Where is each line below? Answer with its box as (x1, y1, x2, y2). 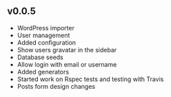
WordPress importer (17, 23, 74, 32)
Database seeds (17, 53, 64, 61)
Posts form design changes (17, 82, 95, 90)
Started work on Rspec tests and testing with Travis (17, 75, 164, 83)
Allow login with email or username (17, 60, 117, 68)
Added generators (17, 67, 70, 76)
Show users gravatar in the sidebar (17, 45, 117, 54)
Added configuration (17, 38, 77, 47)
